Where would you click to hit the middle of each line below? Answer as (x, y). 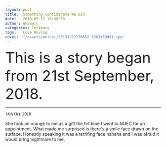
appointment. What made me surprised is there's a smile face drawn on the (82, 129)
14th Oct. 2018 (18, 114)
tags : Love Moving (26, 32)
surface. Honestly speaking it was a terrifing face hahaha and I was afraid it (82, 134)
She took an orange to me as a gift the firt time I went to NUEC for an (75, 123)
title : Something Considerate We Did (45, 14)
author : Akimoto (22, 23)
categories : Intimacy (27, 28)
